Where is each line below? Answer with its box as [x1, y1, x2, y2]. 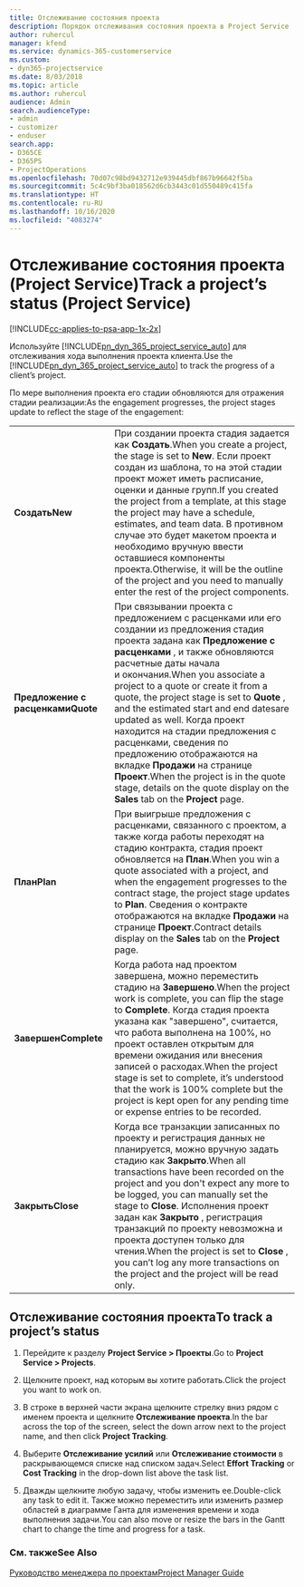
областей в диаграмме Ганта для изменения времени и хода [22, 1505, 260, 1515]
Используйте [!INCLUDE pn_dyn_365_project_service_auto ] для [9, 341, 247, 352]
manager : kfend [9, 38, 67, 48]
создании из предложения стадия [114, 623, 264, 635]
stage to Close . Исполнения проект [114, 1199, 270, 1212]
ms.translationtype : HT [9, 190, 100, 199]
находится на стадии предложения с [114, 724, 277, 737]
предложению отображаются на [114, 747, 258, 760]
